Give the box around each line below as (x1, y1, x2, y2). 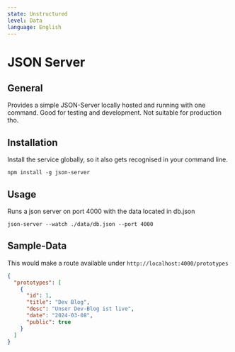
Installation (7, 136, 58, 149)
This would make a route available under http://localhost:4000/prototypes (7, 259, 229, 267)
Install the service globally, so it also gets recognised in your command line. (7, 155, 228, 164)
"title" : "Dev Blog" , (26, 299, 91, 306)
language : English (7, 23, 62, 30)
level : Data (7, 17, 42, 24)
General (7, 82, 44, 94)
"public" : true (26, 318, 71, 326)
